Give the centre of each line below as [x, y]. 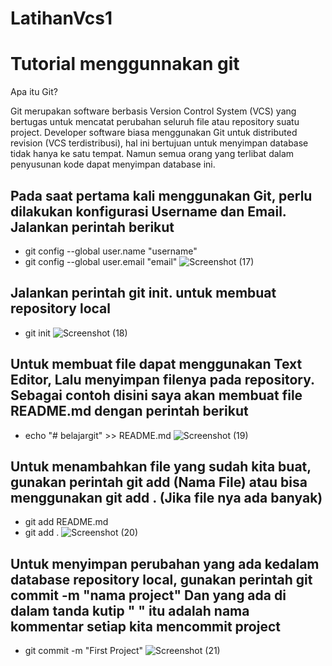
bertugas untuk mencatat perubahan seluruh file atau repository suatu [155, 122]
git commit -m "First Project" [84, 651]
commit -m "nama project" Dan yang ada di [148, 595]
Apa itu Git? [34, 92]
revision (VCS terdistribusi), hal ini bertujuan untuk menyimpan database [159, 143]
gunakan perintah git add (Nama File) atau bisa [159, 482]
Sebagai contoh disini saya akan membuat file [156, 395]
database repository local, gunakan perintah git [161, 579]
